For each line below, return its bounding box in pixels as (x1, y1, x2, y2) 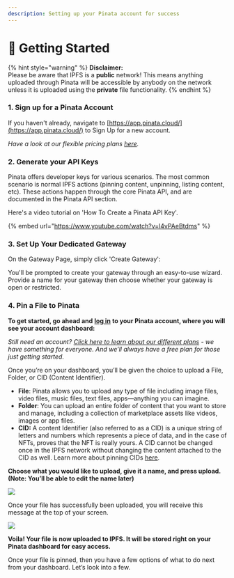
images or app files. (17, 416, 75, 425)
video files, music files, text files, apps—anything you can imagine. (17, 394, 210, 403)
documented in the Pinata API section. (8, 195, 118, 203)
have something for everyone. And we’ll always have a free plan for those (8, 345, 221, 353)
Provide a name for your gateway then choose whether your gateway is (8, 276, 213, 284)
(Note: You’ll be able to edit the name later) (8, 474, 134, 483)
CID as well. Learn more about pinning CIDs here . (17, 453, 160, 462)
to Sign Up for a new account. (85, 126, 171, 134)
